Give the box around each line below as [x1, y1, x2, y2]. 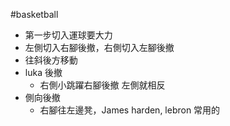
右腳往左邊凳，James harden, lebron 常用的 [39, 104, 221, 116]
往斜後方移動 [24, 54, 78, 66]
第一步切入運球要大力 [24, 29, 113, 41]
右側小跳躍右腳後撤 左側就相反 [39, 79, 166, 91]
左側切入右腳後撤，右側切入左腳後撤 [24, 42, 175, 53]
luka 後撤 [24, 67, 63, 78]
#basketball [10, 9, 59, 20]
